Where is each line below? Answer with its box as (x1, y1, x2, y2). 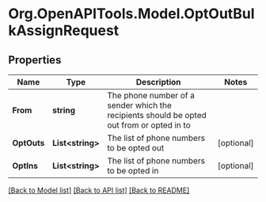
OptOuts (12, 138, 45, 148)
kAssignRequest (8, 21, 120, 40)
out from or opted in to (106, 120, 192, 131)
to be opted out (106, 143, 165, 153)
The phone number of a (106, 90, 196, 101)
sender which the (106, 100, 172, 111)
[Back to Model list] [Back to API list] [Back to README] (8, 185, 190, 195)
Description (135, 77, 181, 87)
